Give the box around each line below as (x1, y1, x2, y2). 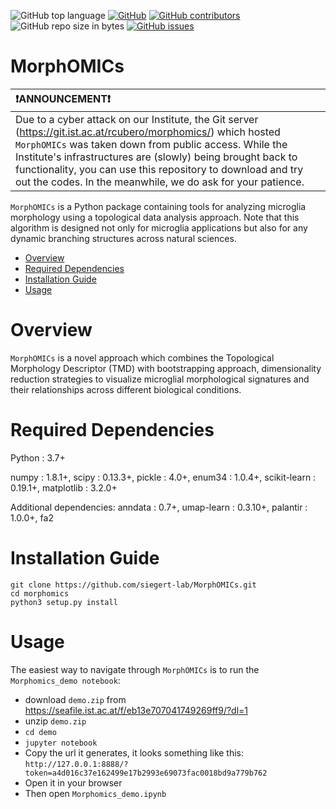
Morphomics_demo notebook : (10, 674, 121, 686)
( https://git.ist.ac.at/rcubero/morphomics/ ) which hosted (15, 125, 281, 139)
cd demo (24, 727, 57, 737)
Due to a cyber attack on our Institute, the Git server (15, 112, 259, 126)
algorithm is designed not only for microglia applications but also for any (10, 221, 308, 234)
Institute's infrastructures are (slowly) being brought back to (15, 150, 298, 164)
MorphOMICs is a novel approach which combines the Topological (10, 351, 275, 364)
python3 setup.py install (10, 597, 118, 607)
